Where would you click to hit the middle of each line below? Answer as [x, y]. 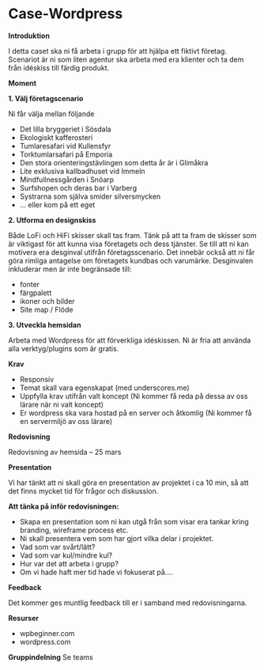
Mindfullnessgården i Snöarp [67, 180]
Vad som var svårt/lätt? [57, 547]
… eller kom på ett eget [57, 204]
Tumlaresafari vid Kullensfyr [65, 146]
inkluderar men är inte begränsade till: [70, 269]
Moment [23, 83]
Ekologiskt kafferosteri [56, 137]
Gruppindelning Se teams [51, 657]
